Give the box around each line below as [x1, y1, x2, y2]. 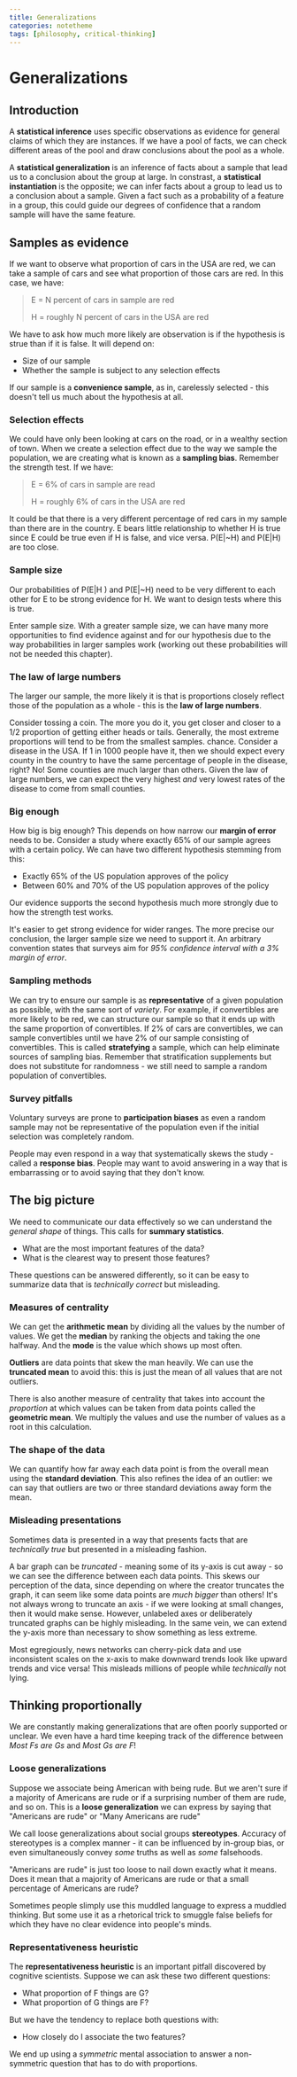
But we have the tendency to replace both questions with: [9, 2014, 219, 2026]
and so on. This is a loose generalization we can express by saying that [9, 1801, 271, 1812]
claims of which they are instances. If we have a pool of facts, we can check [9, 136, 287, 146]
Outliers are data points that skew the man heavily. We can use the [9, 1357, 254, 1368]
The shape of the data [9, 1444, 106, 1456]
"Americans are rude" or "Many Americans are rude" [9, 1810, 202, 1822]
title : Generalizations [9, 12, 97, 22]
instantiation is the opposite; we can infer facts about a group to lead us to [9, 181, 283, 191]
